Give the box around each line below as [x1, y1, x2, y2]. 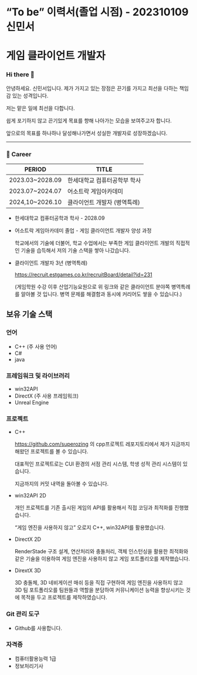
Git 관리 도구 [6, 610, 40, 618]
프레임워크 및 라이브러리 [6, 372, 70, 380]
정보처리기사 [14, 662, 44, 669]
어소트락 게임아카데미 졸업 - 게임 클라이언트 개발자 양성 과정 [14, 227, 152, 234]
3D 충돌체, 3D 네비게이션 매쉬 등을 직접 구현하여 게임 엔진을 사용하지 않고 [14, 579, 184, 586]
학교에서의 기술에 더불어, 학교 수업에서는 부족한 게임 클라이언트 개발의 [14, 239, 175, 246]
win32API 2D [14, 492, 47, 499]
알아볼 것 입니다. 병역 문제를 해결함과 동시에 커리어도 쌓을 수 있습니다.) [21, 290, 182, 298]
